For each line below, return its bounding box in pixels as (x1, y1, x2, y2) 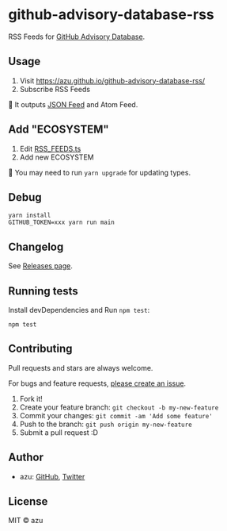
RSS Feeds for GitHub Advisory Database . (8, 32, 146, 41)
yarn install (8, 212, 51, 220)
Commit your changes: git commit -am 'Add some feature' (19, 410, 214, 420)
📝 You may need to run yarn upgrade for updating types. (8, 167, 191, 177)
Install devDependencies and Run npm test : (8, 306, 150, 314)
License (8, 494, 48, 509)
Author (8, 451, 44, 464)
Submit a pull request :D (19, 427, 99, 437)
